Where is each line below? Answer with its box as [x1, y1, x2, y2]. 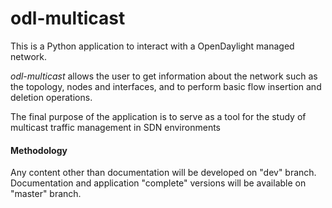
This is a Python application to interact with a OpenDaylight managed [10, 40, 295, 52]
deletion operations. [10, 91, 93, 103]
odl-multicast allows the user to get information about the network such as [10, 70, 318, 82]
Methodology [10, 144, 68, 156]
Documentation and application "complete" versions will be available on [10, 177, 307, 189]
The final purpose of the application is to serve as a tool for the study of [10, 110, 307, 122]
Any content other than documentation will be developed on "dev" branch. [10, 167, 317, 179]
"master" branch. [10, 188, 82, 200]
